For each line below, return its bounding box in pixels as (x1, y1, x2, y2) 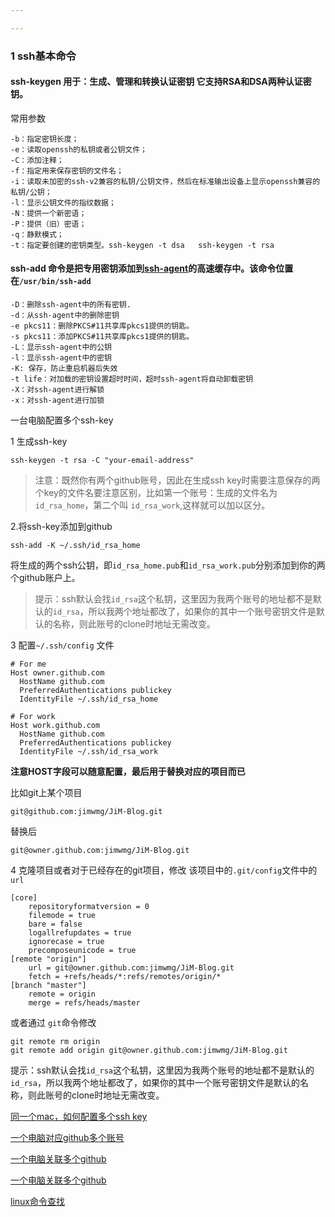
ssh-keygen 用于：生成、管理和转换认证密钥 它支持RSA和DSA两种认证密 (10, 76, 312, 88)
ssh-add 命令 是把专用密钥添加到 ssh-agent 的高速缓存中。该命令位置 (10, 262, 294, 275)
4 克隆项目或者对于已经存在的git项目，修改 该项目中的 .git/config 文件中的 (10, 864, 318, 876)
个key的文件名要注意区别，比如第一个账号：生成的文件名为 (34, 487, 278, 499)
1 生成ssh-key (10, 436, 68, 448)
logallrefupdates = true (28, 928, 132, 938)
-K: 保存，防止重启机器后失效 (10, 364, 118, 374)
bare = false (28, 919, 83, 930)
